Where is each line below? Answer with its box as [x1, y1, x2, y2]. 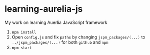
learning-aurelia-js [4, 3, 83, 15]
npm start [11, 45, 32, 50]
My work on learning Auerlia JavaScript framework [4, 19, 107, 25]
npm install [11, 30, 36, 35]
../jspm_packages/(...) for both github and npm [11, 39, 109, 45]
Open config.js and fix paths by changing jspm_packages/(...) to [11, 34, 146, 40]
